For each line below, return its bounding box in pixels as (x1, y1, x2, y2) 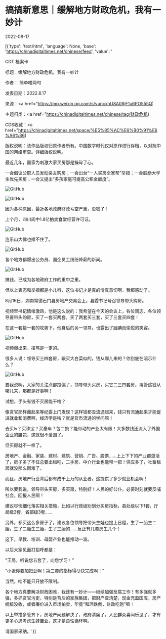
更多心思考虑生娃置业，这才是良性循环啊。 (5, 618, 92, 624)
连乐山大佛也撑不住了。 (5, 236, 53, 242)
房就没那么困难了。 (5, 465, 44, 471)
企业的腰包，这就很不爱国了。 (5, 431, 66, 438)
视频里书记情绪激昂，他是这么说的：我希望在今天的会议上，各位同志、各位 (5, 308, 157, 314)
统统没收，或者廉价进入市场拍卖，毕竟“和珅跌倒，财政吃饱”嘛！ (5, 601, 135, 607)
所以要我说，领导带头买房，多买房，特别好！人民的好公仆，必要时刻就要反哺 (5, 486, 161, 492)
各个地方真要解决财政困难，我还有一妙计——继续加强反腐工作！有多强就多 (5, 589, 157, 594)
